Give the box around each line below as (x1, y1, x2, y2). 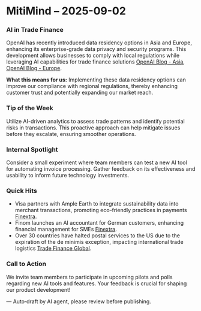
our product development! (6, 286, 71, 293)
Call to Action (6, 259, 47, 268)
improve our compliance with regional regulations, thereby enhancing (6, 83, 178, 90)
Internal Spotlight (6, 145, 58, 153)
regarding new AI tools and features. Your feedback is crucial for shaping (6, 280, 187, 287)
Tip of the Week (6, 104, 53, 112)
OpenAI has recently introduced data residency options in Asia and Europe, (6, 39, 192, 46)
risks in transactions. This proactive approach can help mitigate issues (6, 124, 181, 131)
